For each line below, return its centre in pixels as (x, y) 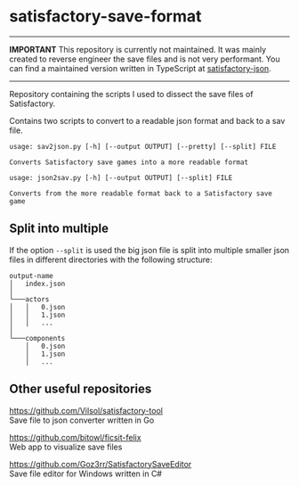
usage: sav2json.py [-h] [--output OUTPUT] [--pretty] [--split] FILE (143, 146)
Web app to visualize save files (66, 447)
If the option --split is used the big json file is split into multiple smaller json (149, 250)
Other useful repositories (81, 389)
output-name (31, 276)
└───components (37, 338)
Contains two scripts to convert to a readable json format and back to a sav (147, 120)
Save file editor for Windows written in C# (86, 474)
